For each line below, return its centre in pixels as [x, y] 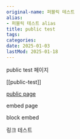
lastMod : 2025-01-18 [32, 52]
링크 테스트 [19, 130]
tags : [13, 35]
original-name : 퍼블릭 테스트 [41, 12]
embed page [22, 105]
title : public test [31, 29]
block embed [23, 117]
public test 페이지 [28, 69]
